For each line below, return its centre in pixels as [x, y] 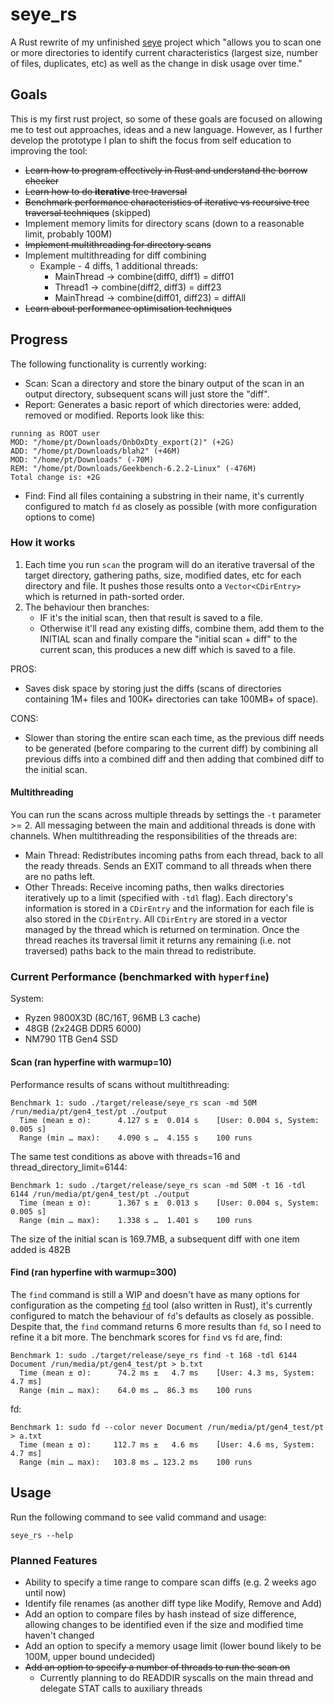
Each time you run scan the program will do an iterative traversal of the [170, 564]
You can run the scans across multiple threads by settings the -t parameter [166, 815]
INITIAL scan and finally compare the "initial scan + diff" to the [168, 639]
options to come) [60, 517]
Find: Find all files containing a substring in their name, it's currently [164, 495]
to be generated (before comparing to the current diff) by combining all [171, 748]
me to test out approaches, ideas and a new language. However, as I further [166, 129]
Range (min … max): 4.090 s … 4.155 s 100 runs [136, 1138]
